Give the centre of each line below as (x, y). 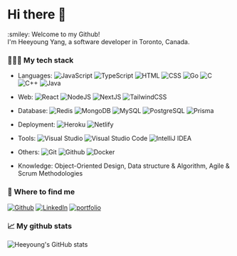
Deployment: (36, 124)
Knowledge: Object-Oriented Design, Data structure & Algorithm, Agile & (123, 166)
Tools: (27, 139)
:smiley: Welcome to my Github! (54, 34)
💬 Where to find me (41, 192)
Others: (29, 152)
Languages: (35, 76)
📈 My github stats (40, 226)
